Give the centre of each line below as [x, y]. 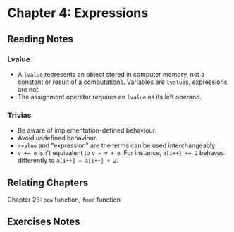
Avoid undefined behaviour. [57, 138]
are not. [29, 89]
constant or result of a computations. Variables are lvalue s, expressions [122, 82]
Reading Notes [41, 39]
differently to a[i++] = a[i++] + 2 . [68, 161]
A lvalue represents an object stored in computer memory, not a [111, 74]
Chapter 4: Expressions [78, 13]
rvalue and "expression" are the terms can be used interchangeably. [117, 145]
